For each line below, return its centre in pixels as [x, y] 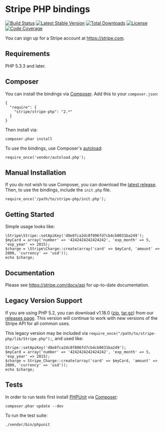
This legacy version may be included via [47, 333]
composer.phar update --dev [34, 406]
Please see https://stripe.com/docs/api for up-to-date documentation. [77, 285]
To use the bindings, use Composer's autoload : [54, 148]
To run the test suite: [26, 415]
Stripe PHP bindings [48, 9]
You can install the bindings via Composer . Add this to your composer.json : [82, 94]
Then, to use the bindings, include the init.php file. [58, 190]
